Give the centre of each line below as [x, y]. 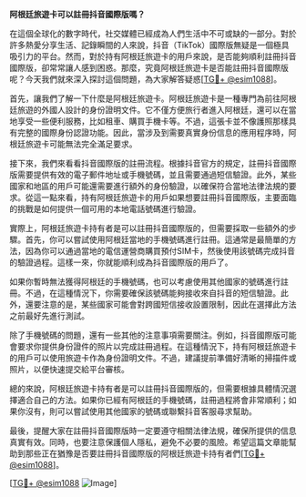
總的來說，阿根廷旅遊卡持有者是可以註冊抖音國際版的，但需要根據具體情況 [149, 389]
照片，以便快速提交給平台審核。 [69, 369]
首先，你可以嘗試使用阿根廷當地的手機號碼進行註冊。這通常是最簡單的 [157, 239]
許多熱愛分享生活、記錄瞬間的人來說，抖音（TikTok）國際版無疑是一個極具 [149, 45]
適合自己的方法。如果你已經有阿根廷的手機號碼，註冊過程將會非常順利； [153, 400]
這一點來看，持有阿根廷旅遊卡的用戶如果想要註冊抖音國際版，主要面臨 [165, 198]
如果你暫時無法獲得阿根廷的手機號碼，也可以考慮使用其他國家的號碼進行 [145, 282]
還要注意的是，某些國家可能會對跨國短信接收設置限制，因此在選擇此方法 [161, 304]
